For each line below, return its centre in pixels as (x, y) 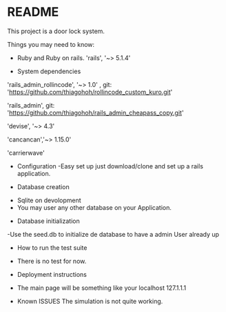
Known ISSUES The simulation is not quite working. (90, 301)
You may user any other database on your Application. (94, 207)
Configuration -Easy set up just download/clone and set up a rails (110, 166)
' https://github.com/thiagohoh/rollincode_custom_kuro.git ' (90, 92)
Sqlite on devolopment (49, 200)
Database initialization (49, 221)
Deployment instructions (52, 274)
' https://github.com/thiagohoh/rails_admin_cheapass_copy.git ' (95, 113)
